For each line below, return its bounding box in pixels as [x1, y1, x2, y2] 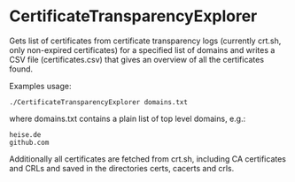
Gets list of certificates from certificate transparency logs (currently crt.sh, [9, 35, 282, 46]
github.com [9, 138, 50, 147]
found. [9, 64, 34, 74]
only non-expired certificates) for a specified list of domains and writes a [9, 44, 276, 55]
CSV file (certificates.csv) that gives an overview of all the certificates [9, 54, 264, 64]
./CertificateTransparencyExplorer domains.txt [9, 97, 189, 107]
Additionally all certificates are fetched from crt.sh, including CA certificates [9, 153, 286, 164]
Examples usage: [9, 80, 72, 91]
